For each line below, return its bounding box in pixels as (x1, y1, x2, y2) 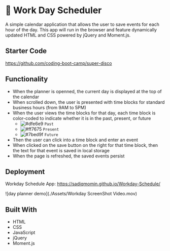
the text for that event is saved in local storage (12, 147, 110, 153)
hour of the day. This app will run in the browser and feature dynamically (5, 26, 157, 32)
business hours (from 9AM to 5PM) (12, 104, 86, 110)
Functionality (5, 75, 48, 83)
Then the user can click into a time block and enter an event (12, 137, 139, 143)
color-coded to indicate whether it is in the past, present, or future (12, 115, 151, 121)
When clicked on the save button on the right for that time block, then (12, 142, 158, 148)
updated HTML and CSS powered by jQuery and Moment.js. (5, 32, 131, 38)
